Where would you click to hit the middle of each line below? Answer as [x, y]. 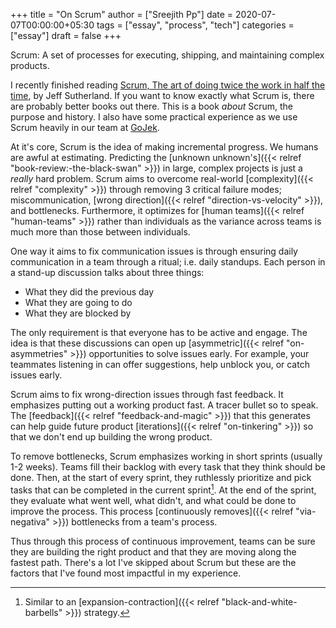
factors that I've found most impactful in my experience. [126, 573]
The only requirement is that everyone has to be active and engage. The [159, 332]
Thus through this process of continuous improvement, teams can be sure [163, 541]
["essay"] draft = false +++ [66, 35]
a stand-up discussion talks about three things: [107, 272]
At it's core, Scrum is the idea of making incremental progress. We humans [164, 147]
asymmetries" [39, 353]
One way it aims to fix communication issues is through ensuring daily [154, 251]
